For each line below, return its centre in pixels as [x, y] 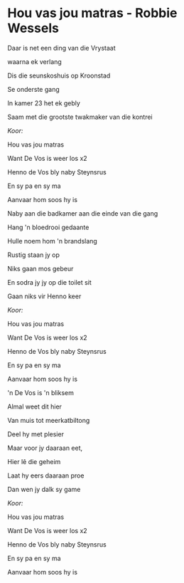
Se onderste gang [33, 89]
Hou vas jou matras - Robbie [92, 13]
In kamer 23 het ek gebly [44, 103]
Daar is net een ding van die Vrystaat [61, 48]
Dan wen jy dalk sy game [44, 489]
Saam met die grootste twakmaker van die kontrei [80, 117]
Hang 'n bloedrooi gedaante [48, 227]
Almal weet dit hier [35, 406]
